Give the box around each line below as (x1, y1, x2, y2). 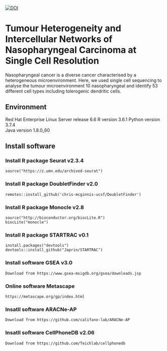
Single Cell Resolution (5, 55, 100, 67)
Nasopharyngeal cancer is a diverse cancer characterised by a (5, 72, 137, 78)
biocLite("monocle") (5, 220, 49, 225)
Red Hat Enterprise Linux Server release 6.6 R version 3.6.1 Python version (5, 116, 160, 122)
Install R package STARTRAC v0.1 (5, 231, 89, 239)
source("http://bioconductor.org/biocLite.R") (5, 215, 105, 221)
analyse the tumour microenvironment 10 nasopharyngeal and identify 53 (5, 82, 158, 89)
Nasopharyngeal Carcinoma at (5, 44, 137, 56)
